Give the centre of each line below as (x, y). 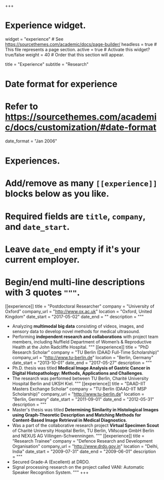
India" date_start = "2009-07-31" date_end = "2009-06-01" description (84, 451)
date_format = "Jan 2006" (31, 141)
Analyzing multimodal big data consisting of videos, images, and (78, 326)
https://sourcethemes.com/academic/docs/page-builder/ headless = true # (81, 44)
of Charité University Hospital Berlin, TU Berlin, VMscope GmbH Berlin (83, 430)
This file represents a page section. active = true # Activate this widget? (78, 49)
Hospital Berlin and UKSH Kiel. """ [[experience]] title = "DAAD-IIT (79, 383)
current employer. (42, 260)
